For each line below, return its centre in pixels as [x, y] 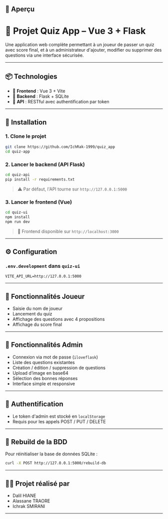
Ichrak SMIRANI [28, 506]
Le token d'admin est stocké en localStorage [59, 416]
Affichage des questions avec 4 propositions [58, 319]
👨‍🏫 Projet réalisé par [37, 484]
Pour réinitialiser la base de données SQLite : [51, 454]
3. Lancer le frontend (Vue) [39, 202]
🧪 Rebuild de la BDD [36, 442]
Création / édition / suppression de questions [59, 368]
